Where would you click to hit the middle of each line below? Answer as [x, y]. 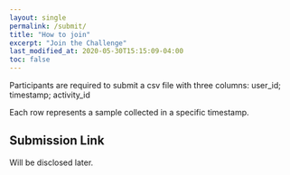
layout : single [38, 18]
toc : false [30, 60]
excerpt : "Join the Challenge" [68, 43]
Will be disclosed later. [51, 162]
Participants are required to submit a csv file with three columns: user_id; [145, 85]
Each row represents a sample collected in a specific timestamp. [130, 112]
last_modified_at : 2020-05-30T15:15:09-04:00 [96, 51]
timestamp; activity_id [50, 95]
